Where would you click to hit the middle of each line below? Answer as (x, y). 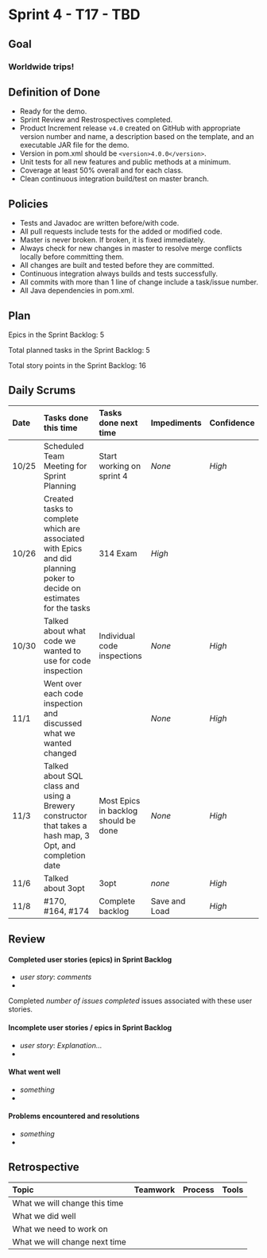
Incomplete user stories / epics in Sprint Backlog (90, 1028)
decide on (62, 588)
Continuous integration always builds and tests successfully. (119, 274)
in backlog (118, 811)
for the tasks (67, 608)
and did (58, 558)
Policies (29, 204)
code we (60, 641)
